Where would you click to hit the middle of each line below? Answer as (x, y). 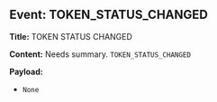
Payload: (26, 71)
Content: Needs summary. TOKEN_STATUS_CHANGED (100, 54)
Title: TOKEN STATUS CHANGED (71, 36)
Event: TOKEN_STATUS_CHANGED (109, 15)
